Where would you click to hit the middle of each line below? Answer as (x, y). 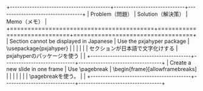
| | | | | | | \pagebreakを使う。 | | (46, 76)
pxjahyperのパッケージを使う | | (46, 56)
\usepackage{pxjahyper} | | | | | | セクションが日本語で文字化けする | (92, 48)
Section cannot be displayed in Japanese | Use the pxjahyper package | (99, 41)
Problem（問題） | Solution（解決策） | (139, 14)
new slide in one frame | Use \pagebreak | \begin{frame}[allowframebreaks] (101, 69)
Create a (181, 63)
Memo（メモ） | (27, 21)
